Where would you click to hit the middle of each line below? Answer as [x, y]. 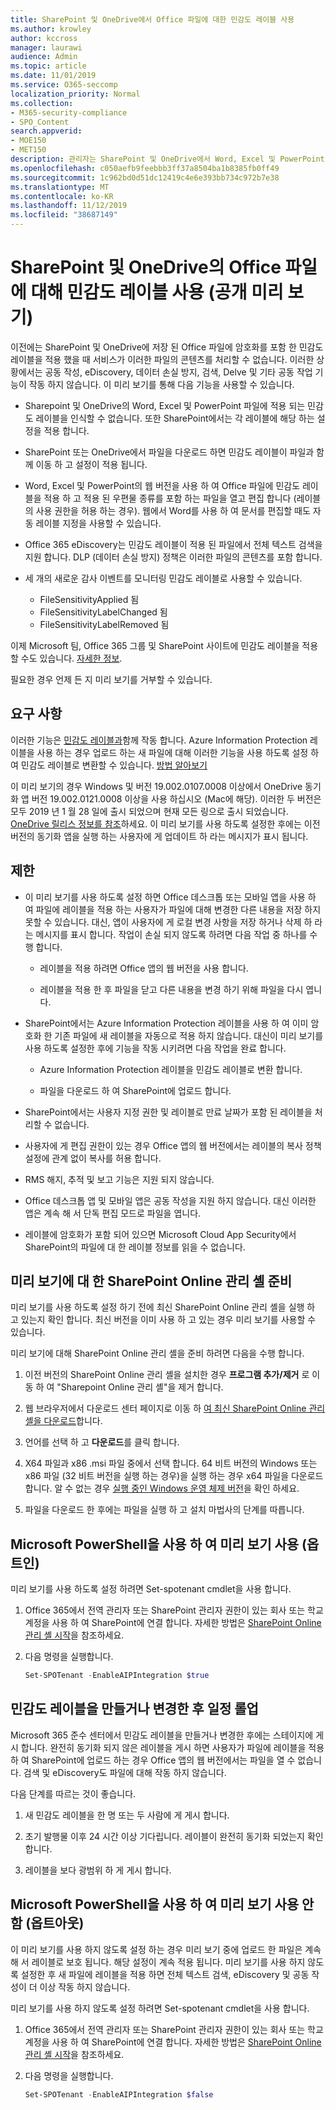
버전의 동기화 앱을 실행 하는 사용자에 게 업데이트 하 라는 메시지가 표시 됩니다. [159, 836]
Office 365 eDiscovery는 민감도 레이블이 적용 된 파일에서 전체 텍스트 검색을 [173, 544]
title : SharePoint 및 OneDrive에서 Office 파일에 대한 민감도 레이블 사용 [152, 19]
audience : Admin [44, 57]
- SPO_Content [40, 122]
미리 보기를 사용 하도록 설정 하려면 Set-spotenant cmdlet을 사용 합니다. [151, 1589]
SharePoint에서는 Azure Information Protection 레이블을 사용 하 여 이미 [166, 1023]
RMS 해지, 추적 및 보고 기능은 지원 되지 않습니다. [119, 1179]
